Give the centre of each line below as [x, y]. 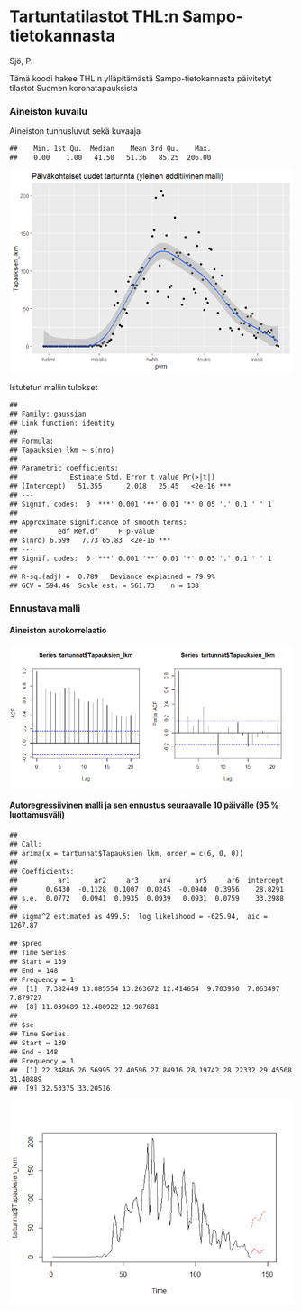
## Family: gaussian [48, 414]
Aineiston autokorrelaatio [58, 630]
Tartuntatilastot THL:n [94, 17]
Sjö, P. [21, 61]
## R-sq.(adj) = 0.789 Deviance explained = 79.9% [113, 577]
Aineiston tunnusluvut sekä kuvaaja [75, 131]
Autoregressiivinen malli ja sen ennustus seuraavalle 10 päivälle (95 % [144, 805]
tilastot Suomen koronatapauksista [73, 88]
